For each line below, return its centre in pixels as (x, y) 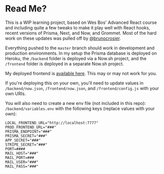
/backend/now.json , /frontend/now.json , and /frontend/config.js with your (82, 88)
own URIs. (16, 93)
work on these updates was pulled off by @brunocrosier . (63, 38)
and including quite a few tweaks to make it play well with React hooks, (78, 27)
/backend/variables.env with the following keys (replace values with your (80, 108)
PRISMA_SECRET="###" (27, 136)
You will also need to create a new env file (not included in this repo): (76, 103)
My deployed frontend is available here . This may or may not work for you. (81, 73)
